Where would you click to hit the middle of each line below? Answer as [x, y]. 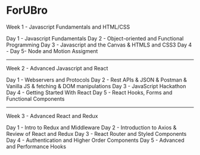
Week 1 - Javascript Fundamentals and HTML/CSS [68, 27]
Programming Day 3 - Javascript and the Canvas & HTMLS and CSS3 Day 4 [99, 45]
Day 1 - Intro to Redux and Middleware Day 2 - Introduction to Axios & [91, 127]
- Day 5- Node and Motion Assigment [52, 51]
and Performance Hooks [36, 146]
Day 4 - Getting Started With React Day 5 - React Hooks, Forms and [89, 92]
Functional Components [35, 98]
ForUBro [27, 10]
